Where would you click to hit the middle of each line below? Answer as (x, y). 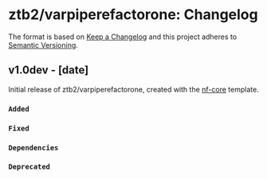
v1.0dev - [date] (49, 70)
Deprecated (29, 167)
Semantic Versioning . (43, 45)
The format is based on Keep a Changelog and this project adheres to (123, 37)
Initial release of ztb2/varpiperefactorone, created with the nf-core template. (133, 89)
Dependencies (33, 148)
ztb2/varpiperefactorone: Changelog (133, 15)
